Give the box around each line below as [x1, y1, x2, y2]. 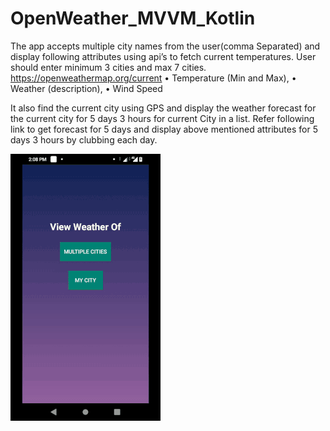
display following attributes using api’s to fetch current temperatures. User [10, 50, 317, 62]
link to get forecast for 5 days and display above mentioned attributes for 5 [10, 123, 318, 135]
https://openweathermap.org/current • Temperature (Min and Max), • [10, 72, 297, 84]
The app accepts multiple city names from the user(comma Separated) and [10, 40, 321, 52]
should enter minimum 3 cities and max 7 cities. [10, 61, 207, 73]
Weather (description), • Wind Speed [10, 82, 163, 94]
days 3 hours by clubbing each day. [10, 133, 158, 146]
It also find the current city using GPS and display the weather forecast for [10, 102, 317, 114]
